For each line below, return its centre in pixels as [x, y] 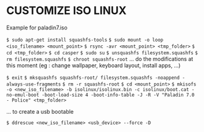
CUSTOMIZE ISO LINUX [66, 11]
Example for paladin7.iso [37, 28]
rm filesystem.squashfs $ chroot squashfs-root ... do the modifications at [100, 59]
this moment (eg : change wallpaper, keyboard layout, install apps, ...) [93, 65]
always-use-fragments [34, 84]
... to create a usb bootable [40, 111]
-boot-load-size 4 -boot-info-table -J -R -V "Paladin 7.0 [118, 95]
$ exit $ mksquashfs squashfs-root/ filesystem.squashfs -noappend [93, 78]
